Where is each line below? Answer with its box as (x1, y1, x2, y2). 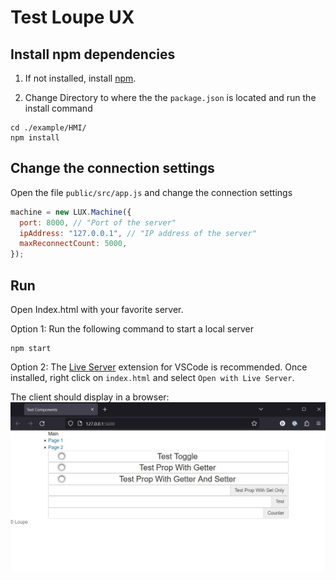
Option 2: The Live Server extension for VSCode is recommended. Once (10, 361, 308, 373)
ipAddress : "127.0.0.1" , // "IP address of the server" (19, 228, 257, 238)
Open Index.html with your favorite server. (10, 304, 184, 315)
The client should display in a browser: (10, 391, 170, 403)
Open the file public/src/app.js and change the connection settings (10, 186, 293, 198)
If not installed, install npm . (24, 72, 137, 84)
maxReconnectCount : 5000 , (19, 239, 128, 249)
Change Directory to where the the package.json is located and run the (24, 92, 317, 103)
